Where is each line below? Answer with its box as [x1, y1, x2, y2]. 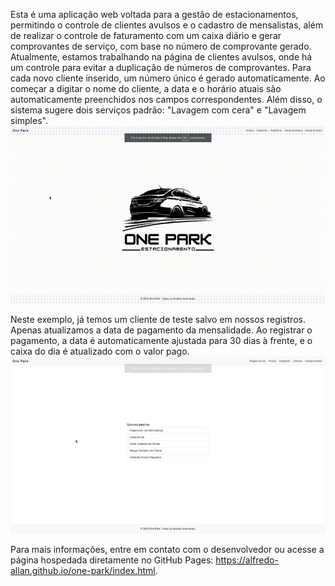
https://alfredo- [215, 554, 279, 566]
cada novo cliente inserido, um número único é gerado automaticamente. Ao [10, 72, 326, 84]
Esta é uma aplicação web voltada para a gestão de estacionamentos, [10, 9, 299, 20]
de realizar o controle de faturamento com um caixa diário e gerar [10, 30, 282, 41]
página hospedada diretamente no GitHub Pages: [10, 554, 214, 566]
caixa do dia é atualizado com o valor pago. [10, 345, 190, 357]
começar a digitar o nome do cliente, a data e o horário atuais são [10, 83, 282, 94]
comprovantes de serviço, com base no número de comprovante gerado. [10, 40, 312, 52]
